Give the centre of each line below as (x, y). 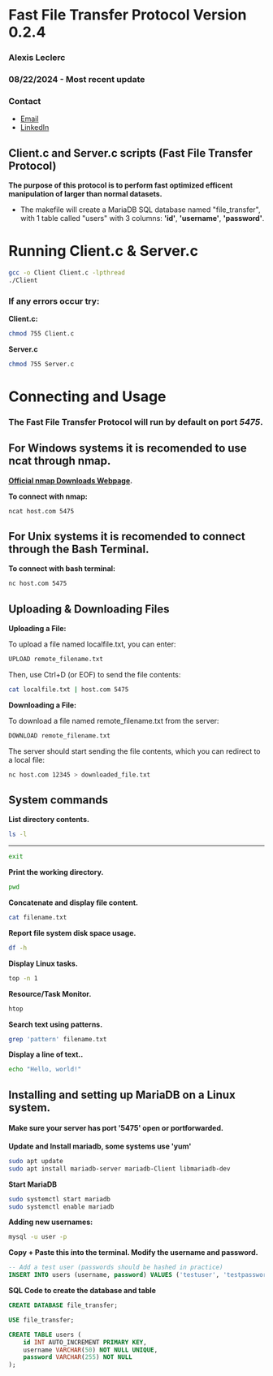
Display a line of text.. (46, 1054)
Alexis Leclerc (37, 58)
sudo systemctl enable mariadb (61, 1207)
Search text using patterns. (56, 1024)
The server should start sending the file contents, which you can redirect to (134, 751)
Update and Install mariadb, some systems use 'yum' (100, 1146)
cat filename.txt (38, 918)
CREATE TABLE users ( (45, 1335)
